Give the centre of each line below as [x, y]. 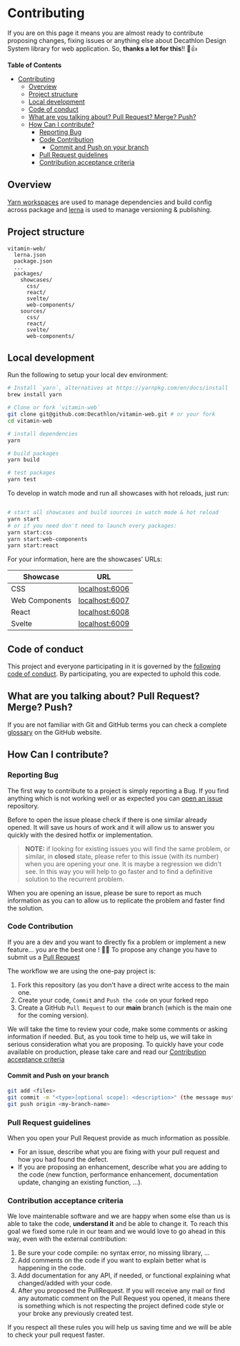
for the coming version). [53, 1015]
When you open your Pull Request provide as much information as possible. [119, 1137]
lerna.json [30, 255]
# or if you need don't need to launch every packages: [92, 526]
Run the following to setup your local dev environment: [88, 375]
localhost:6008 [104, 612]
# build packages [33, 453]
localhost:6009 [104, 624]
